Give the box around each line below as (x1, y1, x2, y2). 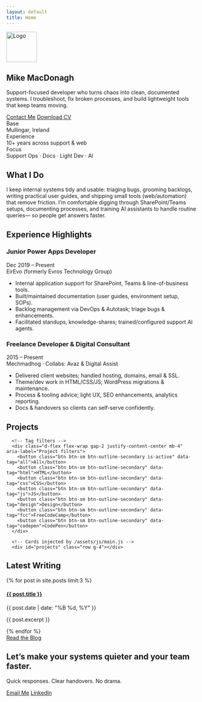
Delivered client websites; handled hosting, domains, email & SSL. (15, 372, 180, 380)
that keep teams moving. (6, 101, 69, 109)
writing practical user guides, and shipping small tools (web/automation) (6, 193, 187, 200)
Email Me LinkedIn (6, 689, 52, 696)
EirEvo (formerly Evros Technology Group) (6, 268, 112, 275)
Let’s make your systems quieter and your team (6, 652, 190, 662)
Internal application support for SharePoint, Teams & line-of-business (15, 279, 189, 287)
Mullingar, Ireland (6, 126, 50, 134)
